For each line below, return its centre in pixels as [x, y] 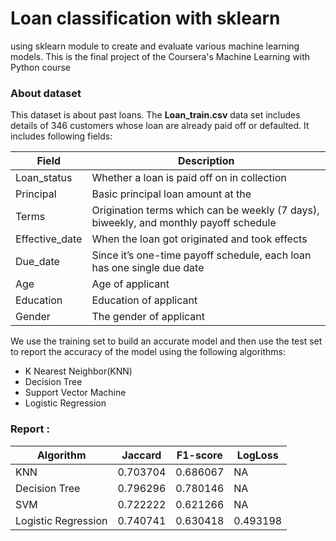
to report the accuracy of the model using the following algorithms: [148, 352]
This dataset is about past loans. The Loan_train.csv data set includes [155, 115]
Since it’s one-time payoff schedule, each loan [201, 255]
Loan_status [44, 178]
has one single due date [148, 268]
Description [206, 161]
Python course [40, 67]
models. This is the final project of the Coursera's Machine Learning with [160, 56]
